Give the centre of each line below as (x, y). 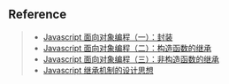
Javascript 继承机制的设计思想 (98, 70)
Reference (38, 15)
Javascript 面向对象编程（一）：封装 (108, 37)
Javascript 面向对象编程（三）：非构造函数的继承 (131, 59)
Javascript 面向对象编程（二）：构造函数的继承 (127, 48)
